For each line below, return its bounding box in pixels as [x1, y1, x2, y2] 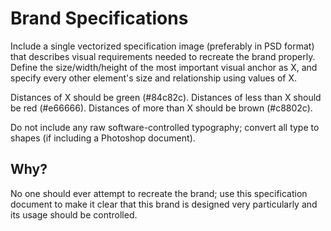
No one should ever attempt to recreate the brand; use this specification [10, 187, 308, 199]
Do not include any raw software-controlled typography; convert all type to [10, 121, 320, 133]
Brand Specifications [10, 7, 189, 30]
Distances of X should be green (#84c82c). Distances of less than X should [10, 91, 322, 103]
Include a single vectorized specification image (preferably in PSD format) [10, 40, 315, 52]
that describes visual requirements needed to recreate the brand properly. [10, 50, 316, 62]
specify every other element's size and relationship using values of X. [10, 72, 298, 84]
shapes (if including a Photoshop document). [10, 132, 196, 144]
